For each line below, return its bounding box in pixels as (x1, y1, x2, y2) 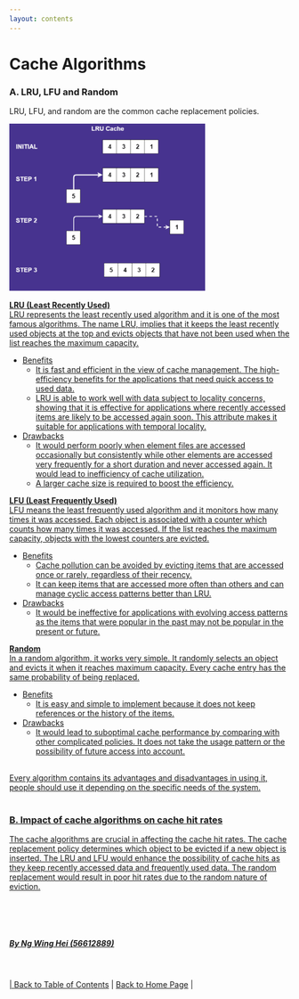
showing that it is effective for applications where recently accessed (35, 402, 287, 414)
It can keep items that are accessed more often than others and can (35, 579, 285, 590)
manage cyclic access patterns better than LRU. (35, 588, 212, 599)
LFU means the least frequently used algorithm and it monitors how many (9, 504, 279, 516)
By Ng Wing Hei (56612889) (9, 938, 115, 948)
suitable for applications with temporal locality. (35, 422, 206, 432)
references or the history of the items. (35, 708, 175, 719)
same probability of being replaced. (9, 672, 140, 683)
